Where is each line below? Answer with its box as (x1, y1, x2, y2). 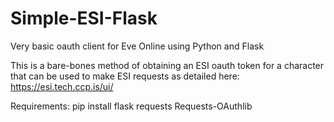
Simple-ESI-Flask (10, 7, 158, 30)
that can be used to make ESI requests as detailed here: (10, 70, 240, 82)
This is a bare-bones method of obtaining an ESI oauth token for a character (10, 59, 325, 71)
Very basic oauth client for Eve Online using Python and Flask (10, 40, 265, 52)
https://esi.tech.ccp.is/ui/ (10, 80, 114, 92)
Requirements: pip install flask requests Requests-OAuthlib (10, 100, 253, 112)
